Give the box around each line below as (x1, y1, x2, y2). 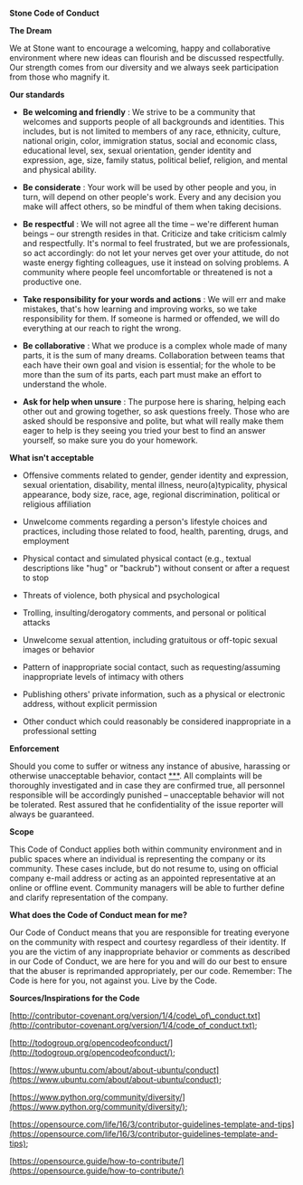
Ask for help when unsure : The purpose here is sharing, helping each (22, 397, 287, 406)
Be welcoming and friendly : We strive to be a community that (22, 107, 256, 117)
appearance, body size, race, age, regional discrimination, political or (22, 489, 280, 500)
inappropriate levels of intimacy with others (22, 672, 184, 682)
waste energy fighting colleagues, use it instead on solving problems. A (22, 257, 289, 268)
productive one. (22, 276, 82, 287)
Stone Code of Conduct (9, 8, 99, 18)
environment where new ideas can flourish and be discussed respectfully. (9, 53, 285, 62)
